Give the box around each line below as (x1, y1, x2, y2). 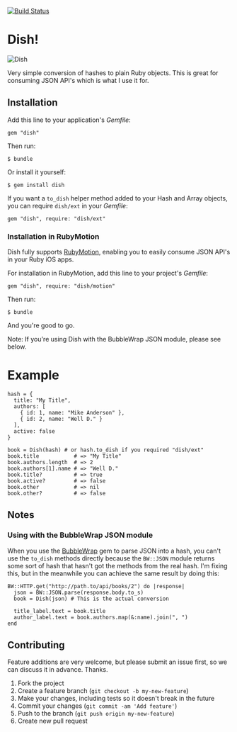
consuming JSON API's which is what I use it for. (7, 76, 149, 84)
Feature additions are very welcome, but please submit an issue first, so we (7, 658, 228, 666)
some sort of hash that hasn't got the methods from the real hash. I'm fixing (7, 561, 228, 570)
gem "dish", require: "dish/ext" (7, 215, 106, 223)
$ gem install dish (7, 181, 65, 188)
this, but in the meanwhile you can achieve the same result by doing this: (7, 569, 219, 578)
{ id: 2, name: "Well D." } (20, 415, 103, 422)
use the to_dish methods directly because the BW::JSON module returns (7, 553, 215, 563)
